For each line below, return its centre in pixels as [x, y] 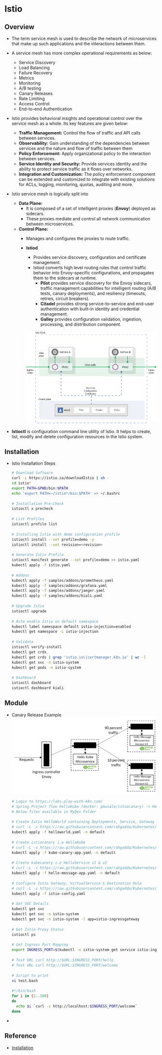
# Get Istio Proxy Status [37, 929]
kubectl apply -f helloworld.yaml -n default [58, 832]
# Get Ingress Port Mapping [40, 945]
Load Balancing [34, 67]
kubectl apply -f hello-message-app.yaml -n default [66, 873]
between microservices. [50, 224]
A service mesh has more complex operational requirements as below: [82, 53]
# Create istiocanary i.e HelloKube [48, 842]
